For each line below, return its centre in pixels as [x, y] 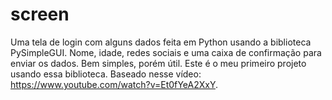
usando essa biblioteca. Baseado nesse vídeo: [106, 74]
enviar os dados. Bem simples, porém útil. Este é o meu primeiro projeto [158, 63]
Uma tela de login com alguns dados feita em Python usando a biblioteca [161, 42]
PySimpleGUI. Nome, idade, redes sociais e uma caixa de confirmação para [166, 52]
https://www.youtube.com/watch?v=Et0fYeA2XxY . [114, 84]
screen [40, 14]
